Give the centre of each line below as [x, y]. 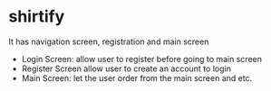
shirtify [37, 17]
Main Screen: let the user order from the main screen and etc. [137, 77]
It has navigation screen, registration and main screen [109, 41]
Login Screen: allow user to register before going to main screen [141, 59]
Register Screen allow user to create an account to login [126, 68]
